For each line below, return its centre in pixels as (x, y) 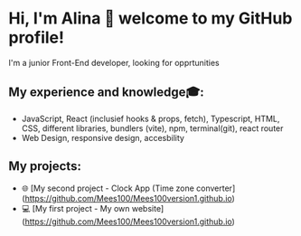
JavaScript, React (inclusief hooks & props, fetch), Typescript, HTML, (150, 118)
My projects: (45, 166)
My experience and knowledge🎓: (106, 93)
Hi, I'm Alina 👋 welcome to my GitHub (150, 19)
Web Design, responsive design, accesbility (103, 137)
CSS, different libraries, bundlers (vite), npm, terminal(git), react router (152, 128)
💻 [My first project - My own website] (93, 208)
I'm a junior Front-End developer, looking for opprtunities (114, 62)
